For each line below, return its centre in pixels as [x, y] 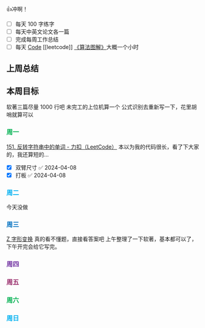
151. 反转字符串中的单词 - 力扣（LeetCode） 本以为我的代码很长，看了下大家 [103, 147]
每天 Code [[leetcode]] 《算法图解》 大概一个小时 [77, 47]
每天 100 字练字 [35, 24]
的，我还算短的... [28, 154]
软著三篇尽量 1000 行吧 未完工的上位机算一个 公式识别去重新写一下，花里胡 [102, 107]
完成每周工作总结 [37, 39]
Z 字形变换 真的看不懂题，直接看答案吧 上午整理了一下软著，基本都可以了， [102, 239]
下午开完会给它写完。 [33, 247]
